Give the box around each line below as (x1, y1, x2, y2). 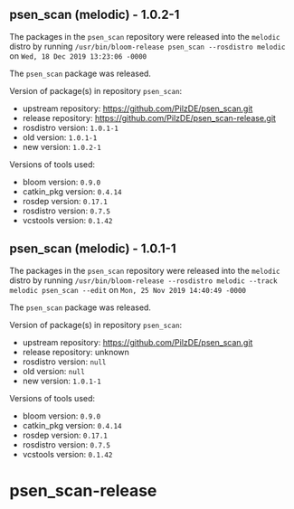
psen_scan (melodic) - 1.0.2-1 (9, 7, 180, 23)
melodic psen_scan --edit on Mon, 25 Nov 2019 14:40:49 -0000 (9, 284, 247, 295)
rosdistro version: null (22, 356, 107, 367)
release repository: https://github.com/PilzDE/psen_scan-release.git (22, 112, 276, 123)
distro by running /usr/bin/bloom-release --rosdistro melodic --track (9, 275, 278, 286)
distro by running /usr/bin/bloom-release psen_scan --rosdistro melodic (9, 41, 286, 52)
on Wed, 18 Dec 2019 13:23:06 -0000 (9, 50, 147, 61)
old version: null (22, 365, 86, 376)
